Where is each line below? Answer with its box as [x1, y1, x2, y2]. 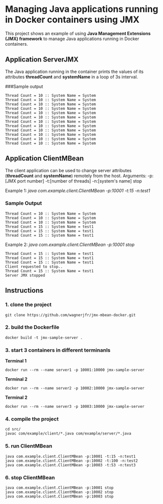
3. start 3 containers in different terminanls [5, 346, 111, 353]
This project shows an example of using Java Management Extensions [5, 30, 151, 36]
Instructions [5, 286, 43, 295]
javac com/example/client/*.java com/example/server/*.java [5, 431, 132, 436]
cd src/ [5, 427, 21, 432]
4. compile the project [5, 416, 59, 423]
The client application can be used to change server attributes [5, 167, 132, 173]
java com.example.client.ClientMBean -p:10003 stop [5, 494, 114, 499]
